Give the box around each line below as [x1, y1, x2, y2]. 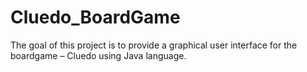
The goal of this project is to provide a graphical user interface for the [10, 39, 298, 51]
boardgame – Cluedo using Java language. [10, 49, 187, 61]
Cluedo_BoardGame [10, 6, 181, 29]
